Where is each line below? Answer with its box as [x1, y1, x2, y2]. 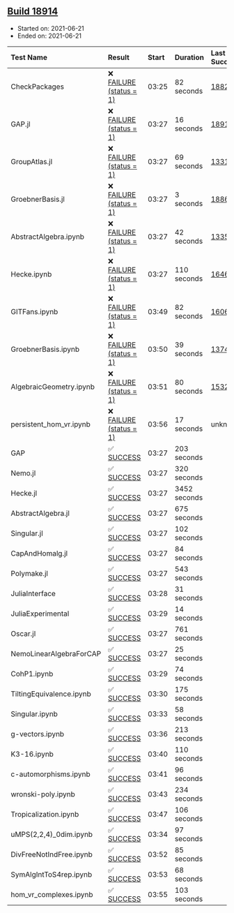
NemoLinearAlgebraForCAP [10, 648, 102, 658]
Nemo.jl [10, 468, 36, 477]
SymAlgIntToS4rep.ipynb [10, 869, 93, 879]
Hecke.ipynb [10, 269, 52, 279]
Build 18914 [7, 6, 58, 17]
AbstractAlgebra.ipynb [10, 232, 85, 242]
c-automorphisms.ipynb [10, 769, 91, 779]
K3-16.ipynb [10, 749, 54, 759]
